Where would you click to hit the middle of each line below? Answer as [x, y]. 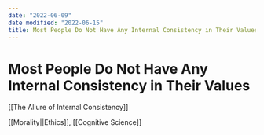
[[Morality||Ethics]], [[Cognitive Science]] [75, 122]
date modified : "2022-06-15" [56, 23]
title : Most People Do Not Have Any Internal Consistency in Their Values [133, 30]
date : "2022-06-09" [40, 15]
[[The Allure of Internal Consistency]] [68, 108]
